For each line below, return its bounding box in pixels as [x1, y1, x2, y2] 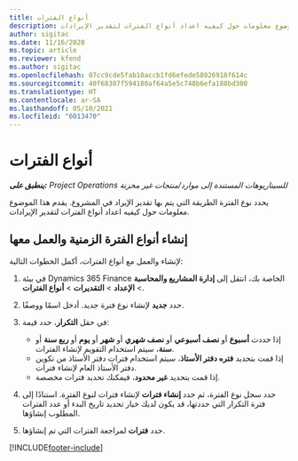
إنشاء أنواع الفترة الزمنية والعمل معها [9, 232, 188, 247]
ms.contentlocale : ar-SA [9, 95, 101, 105]
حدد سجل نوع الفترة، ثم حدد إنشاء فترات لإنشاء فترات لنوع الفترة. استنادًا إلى [21, 388, 277, 400]
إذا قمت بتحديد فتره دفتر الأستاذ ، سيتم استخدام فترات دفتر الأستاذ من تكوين [35, 353, 284, 363]
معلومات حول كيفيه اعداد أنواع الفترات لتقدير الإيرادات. [9, 206, 190, 218]
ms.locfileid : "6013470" [9, 112, 101, 121]
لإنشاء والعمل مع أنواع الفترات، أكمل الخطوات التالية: [9, 255, 184, 266]
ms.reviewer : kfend [9, 54, 82, 63]
